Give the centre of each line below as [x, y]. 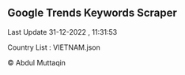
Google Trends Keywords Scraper [92, 13]
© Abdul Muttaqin [37, 62]
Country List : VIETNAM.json [54, 47]
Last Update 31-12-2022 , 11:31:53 [62, 32]
